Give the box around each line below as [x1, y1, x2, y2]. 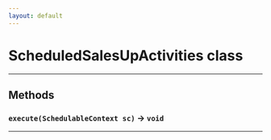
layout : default [8, 11, 63, 20]
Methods [8, 88, 55, 101]
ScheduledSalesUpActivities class [8, 46, 244, 64]
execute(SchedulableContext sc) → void [8, 112, 165, 123]
